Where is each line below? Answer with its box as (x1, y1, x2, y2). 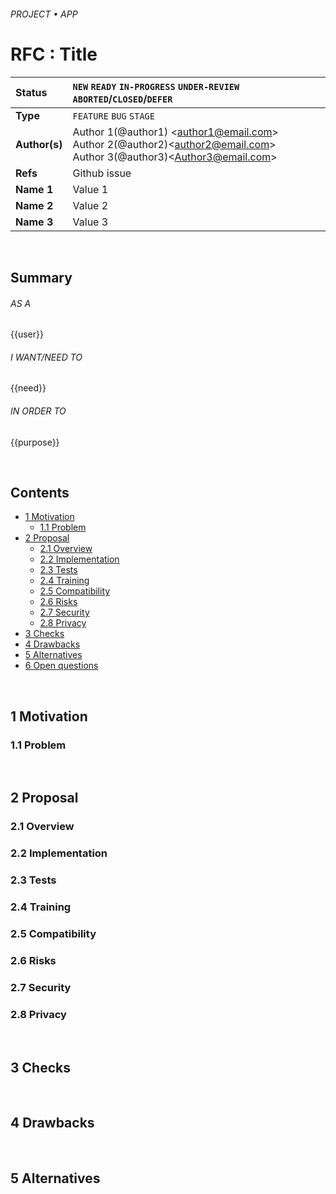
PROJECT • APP (10, 8, 78, 20)
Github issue (72, 166, 132, 180)
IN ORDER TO (10, 405, 67, 417)
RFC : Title (10, 43, 98, 65)
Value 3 (72, 215, 109, 229)
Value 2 (72, 198, 109, 212)
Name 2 (15, 198, 54, 212)
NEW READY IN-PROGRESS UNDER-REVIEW (72, 81, 240, 92)
